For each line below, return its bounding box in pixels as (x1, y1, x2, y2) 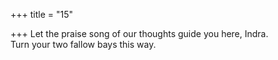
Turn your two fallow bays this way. (10, 39, 157, 50)
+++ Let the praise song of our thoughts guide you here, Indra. (10, 28, 269, 39)
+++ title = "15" (10, 9, 74, 20)
